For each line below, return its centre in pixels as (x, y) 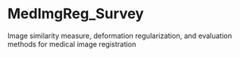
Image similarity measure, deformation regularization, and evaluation (120, 36)
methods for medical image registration (72, 44)
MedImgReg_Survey (76, 14)
